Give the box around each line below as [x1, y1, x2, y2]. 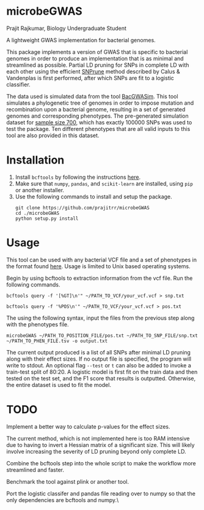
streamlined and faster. [6, 466, 65, 473]
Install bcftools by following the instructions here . [15, 173, 141, 181]
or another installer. [15, 186, 65, 193]
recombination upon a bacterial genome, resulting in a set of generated [6, 105, 186, 113]
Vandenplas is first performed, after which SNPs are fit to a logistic [6, 74, 174, 81]
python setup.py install [15, 216, 79, 222]
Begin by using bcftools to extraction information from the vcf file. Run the [6, 274, 193, 282]
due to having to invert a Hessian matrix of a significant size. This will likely [6, 441, 195, 448]
